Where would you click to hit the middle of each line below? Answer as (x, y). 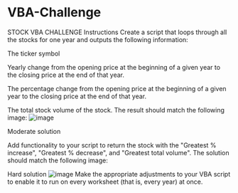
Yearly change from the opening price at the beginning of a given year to (114, 67)
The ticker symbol (34, 53)
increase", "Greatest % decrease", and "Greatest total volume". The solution (118, 152)
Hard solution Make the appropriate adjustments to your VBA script (119, 174)
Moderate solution (34, 131)
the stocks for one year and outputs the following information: (98, 39)
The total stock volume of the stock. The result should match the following (116, 110)
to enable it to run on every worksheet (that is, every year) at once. (105, 182)
